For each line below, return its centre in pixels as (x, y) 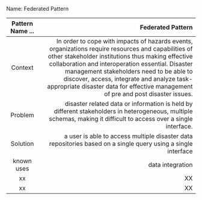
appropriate (64, 86)
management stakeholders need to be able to (129, 71)
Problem (22, 115)
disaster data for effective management (137, 86)
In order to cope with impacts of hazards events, (124, 41)
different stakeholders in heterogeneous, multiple (123, 111)
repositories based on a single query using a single (121, 144)
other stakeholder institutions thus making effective (120, 56)
